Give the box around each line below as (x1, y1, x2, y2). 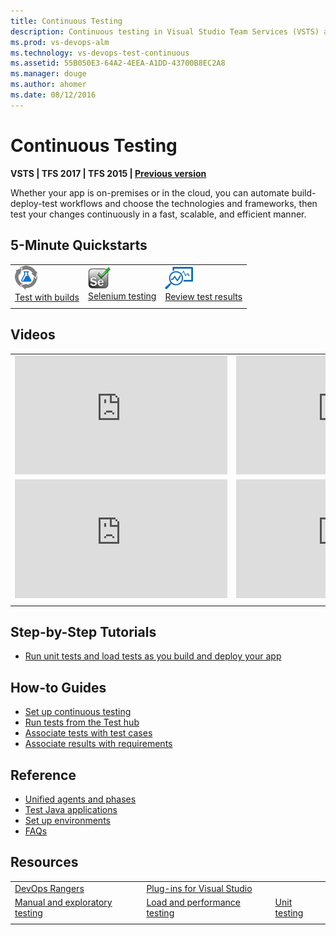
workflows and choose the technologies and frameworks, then (59, 197, 318, 209)
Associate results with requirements (24, 738, 173, 750)
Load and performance (146, 896, 241, 908)
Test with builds (14, 291, 80, 304)
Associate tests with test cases (24, 727, 153, 739)
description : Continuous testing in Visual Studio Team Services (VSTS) (10, 26, 320, 37)
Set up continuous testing (24, 706, 132, 718)
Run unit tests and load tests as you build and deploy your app (24, 650, 282, 662)
